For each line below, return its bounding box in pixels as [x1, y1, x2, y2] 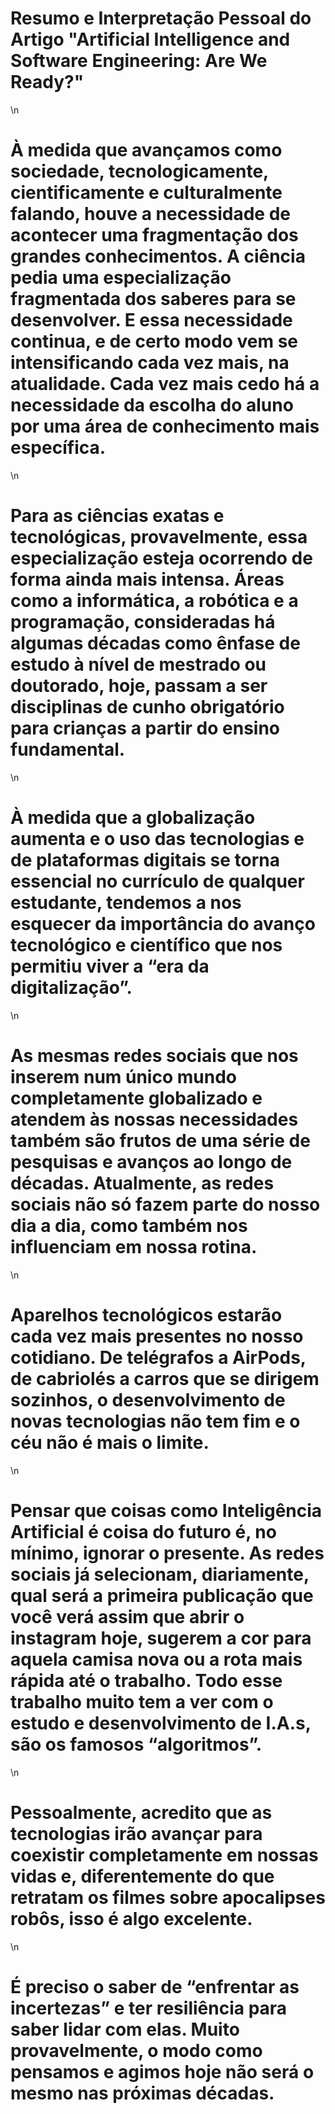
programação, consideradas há [10, 611, 276, 634]
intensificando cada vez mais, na [10, 352, 290, 374]
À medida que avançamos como [10, 139, 283, 162]
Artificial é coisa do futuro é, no [10, 1520, 277, 1543]
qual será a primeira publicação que [10, 1584, 314, 1607]
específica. [10, 437, 107, 459]
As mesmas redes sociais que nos [10, 1044, 299, 1067]
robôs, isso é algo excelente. [10, 1907, 253, 1930]
